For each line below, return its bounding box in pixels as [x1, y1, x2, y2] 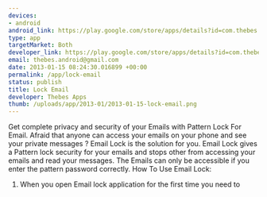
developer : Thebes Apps [8, 93, 87, 101]
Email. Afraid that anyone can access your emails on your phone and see [8, 130, 247, 140]
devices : [8, 11, 37, 20]
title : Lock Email [8, 85, 69, 94]
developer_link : [8, 48, 62, 56]
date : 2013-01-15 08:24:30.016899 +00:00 [8, 64, 148, 71]
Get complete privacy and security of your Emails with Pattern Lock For [8, 122, 242, 132]
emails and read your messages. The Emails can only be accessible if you [8, 156, 250, 165]
